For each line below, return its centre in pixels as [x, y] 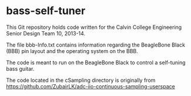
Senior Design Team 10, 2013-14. [46, 33]
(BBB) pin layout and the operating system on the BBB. [72, 51]
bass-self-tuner [46, 11]
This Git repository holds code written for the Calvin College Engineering [94, 27]
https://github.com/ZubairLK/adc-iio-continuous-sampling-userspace [91, 86]
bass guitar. [20, 68]
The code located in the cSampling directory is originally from [81, 80]
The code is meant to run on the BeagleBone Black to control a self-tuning [96, 62]
